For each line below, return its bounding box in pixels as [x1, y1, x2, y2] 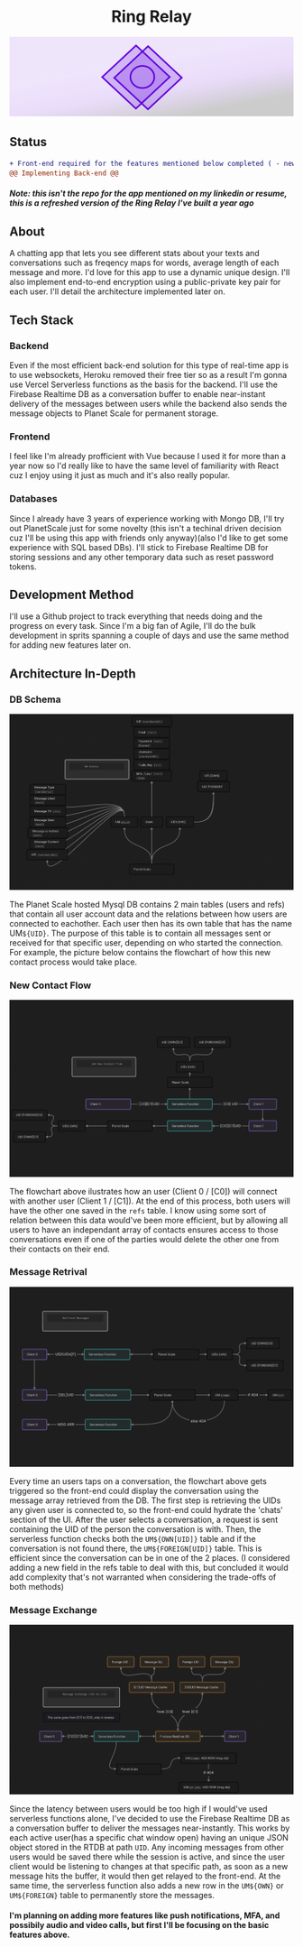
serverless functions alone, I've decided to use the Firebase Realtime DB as [9, 1813, 290, 1823]
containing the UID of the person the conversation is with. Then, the [9, 1523, 262, 1535]
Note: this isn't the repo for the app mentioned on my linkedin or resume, [9, 188, 288, 199]
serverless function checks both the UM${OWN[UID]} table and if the [9, 1533, 256, 1544]
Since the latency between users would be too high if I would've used [9, 1803, 268, 1814]
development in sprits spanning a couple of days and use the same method [9, 630, 289, 641]
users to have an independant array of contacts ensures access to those [9, 1224, 280, 1235]
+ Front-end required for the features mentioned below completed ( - [9, 160, 280, 169]
